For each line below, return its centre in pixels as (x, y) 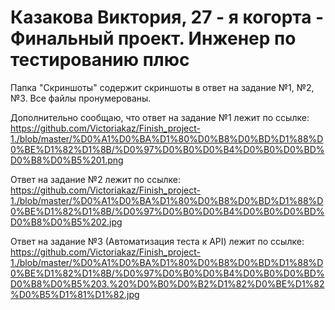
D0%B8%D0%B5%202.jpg (66, 222)
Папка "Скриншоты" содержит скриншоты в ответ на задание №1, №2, (162, 87)
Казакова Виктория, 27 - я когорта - (167, 17)
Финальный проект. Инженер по (153, 38)
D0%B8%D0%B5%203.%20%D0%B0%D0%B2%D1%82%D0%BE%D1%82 (167, 283)
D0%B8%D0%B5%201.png (67, 160)
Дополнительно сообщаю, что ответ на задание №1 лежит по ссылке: (160, 117)
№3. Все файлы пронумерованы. (81, 98)
